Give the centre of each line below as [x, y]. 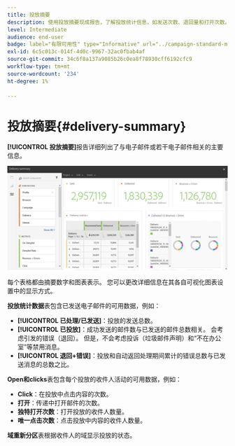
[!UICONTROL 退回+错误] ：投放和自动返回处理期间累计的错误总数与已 [119, 356]
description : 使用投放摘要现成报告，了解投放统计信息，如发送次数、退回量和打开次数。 [119, 22]
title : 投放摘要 [29, 15]
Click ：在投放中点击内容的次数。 [65, 394]
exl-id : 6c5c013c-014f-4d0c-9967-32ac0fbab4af [76, 52]
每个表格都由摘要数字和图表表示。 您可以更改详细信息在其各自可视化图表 [112, 282]
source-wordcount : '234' [43, 74]
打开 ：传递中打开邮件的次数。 [60, 403]
